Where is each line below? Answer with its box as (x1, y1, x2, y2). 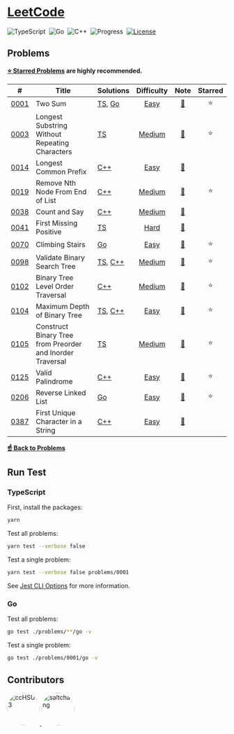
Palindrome (36, 376, 73, 386)
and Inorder (36, 347, 75, 357)
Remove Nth (36, 178, 77, 188)
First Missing (36, 218, 78, 227)
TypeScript (7, 488, 46, 497)
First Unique (36, 407, 76, 417)
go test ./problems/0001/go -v (7, 654, 98, 661)
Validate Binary (36, 253, 85, 262)
